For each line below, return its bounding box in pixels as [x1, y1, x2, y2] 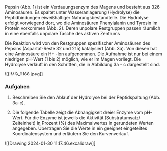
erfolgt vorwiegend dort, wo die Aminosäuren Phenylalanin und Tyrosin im [5, 20, 158, 26]
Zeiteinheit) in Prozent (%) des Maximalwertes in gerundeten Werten [12, 120, 154, 126]
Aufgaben [5, 83, 30, 90]
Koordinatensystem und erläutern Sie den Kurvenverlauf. [12, 131, 129, 137]
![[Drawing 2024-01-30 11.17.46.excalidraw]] [5, 140, 96, 146]
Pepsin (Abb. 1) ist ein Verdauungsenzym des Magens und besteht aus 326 [5, 4, 160, 10]
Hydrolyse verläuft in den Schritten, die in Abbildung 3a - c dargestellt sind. [5, 62, 160, 67]
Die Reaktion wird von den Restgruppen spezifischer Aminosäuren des [5, 40, 151, 46]
